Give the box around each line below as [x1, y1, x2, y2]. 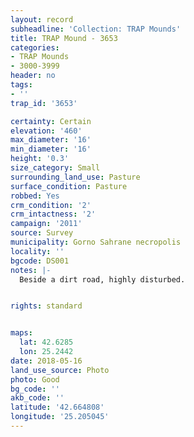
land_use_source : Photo [10, 365, 110, 375]
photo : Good [10, 374, 60, 385]
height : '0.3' [10, 154, 70, 164]
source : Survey [10, 228, 74, 238]
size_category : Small [10, 163, 101, 173]
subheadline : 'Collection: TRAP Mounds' [10, 24, 182, 34]
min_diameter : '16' [10, 144, 92, 155]
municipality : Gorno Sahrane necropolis [10, 237, 182, 247]
